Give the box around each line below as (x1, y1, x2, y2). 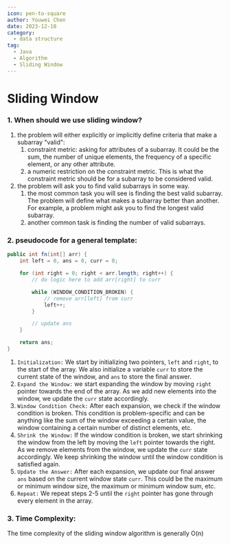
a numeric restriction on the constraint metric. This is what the (27, 168, 204, 176)
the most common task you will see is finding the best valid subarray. (27, 190, 223, 198)
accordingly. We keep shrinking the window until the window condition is (16, 453, 223, 461)
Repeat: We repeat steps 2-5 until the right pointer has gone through (16, 489, 214, 497)
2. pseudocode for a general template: (7, 236, 137, 245)
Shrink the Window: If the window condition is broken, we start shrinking (16, 431, 223, 439)
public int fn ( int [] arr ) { (7, 251, 88, 258)
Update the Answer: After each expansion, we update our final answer (16, 467, 216, 475)
